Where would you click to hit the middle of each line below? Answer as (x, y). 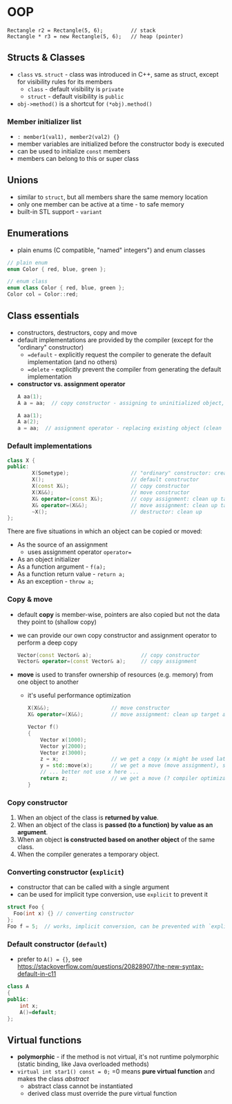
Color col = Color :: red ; (43, 294)
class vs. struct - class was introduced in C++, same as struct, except (118, 74)
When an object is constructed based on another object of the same (116, 839)
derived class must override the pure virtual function (102, 1094)
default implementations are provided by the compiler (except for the (115, 340)
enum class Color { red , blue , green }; (66, 288)
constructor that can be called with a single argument (93, 887)
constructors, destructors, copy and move (77, 332)
